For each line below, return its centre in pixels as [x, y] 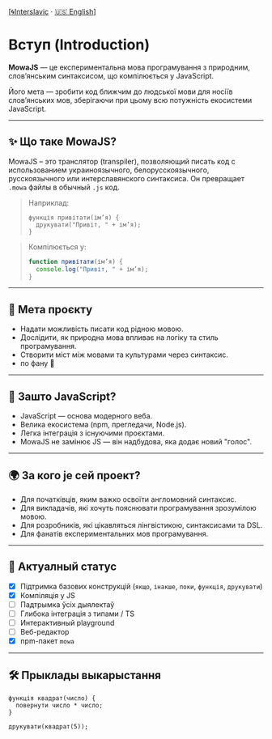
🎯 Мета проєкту [51, 310]
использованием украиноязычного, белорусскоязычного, [109, 170]
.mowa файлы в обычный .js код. [64, 187]
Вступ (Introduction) [79, 45]
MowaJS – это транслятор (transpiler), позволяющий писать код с [122, 161]
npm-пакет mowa [47, 641]
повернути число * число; [59, 705]
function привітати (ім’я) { [75, 261]
